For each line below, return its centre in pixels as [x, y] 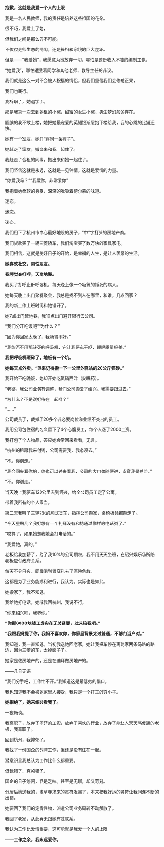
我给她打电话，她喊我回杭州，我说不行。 [46, 602]
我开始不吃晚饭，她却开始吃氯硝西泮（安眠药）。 [53, 378]
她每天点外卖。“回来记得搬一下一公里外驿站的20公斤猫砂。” [65, 368]
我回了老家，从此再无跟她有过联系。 [41, 819]
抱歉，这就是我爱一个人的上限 [35, 8]
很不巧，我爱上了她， [26, 28]
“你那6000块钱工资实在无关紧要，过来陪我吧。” [53, 623]
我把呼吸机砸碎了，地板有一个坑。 [39, 358]
